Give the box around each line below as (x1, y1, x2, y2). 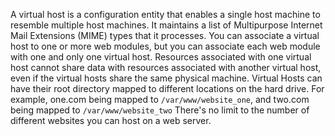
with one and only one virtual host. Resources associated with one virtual (10, 51, 312, 63)
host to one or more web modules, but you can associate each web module (10, 40, 321, 52)
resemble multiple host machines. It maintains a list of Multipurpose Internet (10, 19, 323, 31)
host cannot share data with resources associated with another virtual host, (10, 62, 322, 73)
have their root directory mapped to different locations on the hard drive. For (10, 83, 325, 94)
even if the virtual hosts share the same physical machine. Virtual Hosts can (10, 72, 323, 84)
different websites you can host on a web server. (10, 115, 212, 126)
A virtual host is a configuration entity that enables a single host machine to (10, 9, 321, 20)
